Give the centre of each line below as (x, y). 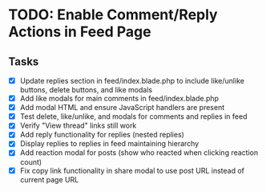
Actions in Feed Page (80, 32)
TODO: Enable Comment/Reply (113, 15)
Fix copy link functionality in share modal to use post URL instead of (132, 170)
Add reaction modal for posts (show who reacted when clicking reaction (139, 153)
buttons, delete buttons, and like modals (86, 90)
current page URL (49, 179)
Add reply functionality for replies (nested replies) (102, 135)
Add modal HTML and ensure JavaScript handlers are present (122, 108)
